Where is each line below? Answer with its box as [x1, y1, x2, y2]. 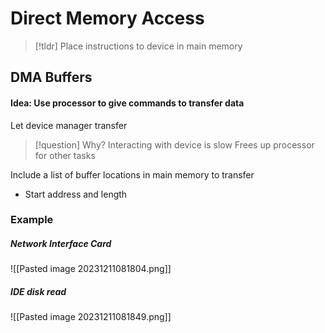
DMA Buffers [10, 69, 93, 86]
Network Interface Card [10, 238, 112, 250]
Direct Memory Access [10, 7, 205, 30]
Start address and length [24, 188, 128, 200]
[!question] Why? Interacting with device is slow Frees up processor [34, 138, 315, 151]
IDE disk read [10, 286, 67, 298]
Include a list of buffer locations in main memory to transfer [10, 168, 255, 181]
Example [10, 213, 54, 227]
